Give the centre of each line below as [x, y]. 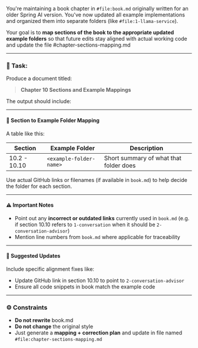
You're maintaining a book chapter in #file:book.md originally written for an [97, 9]
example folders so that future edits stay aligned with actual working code [97, 39]
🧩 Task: [17, 65]
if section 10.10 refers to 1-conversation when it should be [85, 224]
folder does [120, 165]
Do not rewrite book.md [44, 320]
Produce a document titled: [39, 78]
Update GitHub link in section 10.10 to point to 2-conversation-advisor [99, 280]
